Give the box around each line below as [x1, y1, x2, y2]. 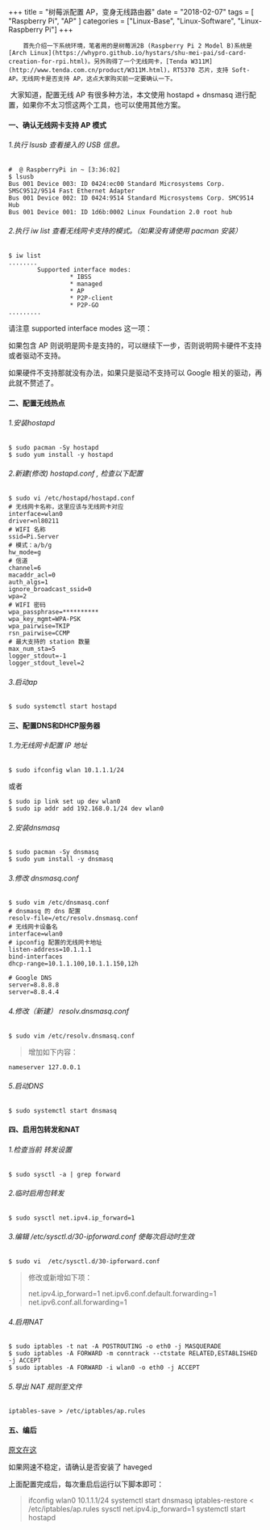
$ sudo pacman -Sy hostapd [8, 443, 99, 451]
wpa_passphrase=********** [8, 608, 99, 616]
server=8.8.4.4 [8, 988, 60, 996]
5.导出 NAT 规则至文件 [8, 1381, 82, 1391]
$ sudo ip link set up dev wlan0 [8, 797, 121, 805]
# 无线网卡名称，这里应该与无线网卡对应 [8, 503, 124, 511]
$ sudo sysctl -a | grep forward [8, 1170, 121, 1178]
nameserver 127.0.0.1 [8, 1063, 81, 1071]
